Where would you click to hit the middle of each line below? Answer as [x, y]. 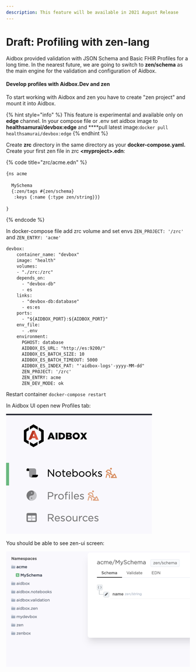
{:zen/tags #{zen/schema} [43, 191]
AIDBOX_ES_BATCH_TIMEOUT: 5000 [60, 360]
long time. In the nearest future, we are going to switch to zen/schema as [94, 64]
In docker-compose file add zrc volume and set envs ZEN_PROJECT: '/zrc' [95, 231]
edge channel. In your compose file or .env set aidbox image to [82, 121]
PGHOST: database [43, 342]
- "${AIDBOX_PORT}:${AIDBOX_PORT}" [65, 319]
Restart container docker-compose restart [56, 394]
